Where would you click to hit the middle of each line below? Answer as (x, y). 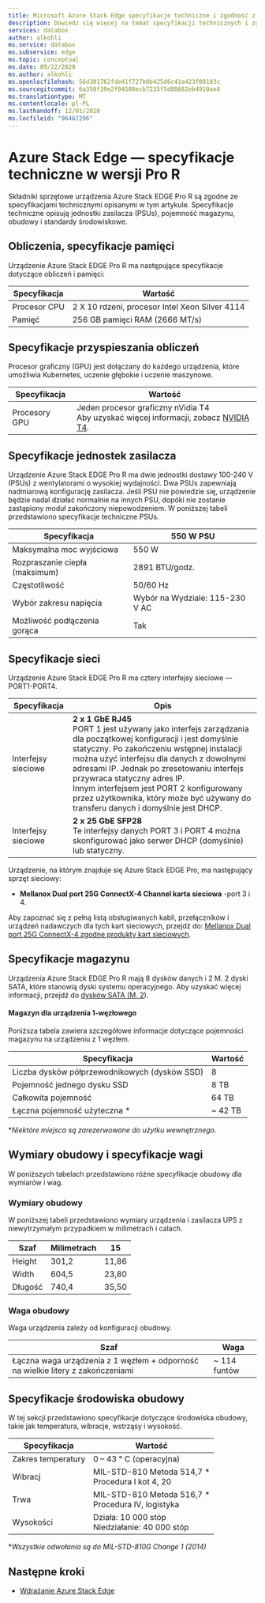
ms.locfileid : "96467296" (50, 119)
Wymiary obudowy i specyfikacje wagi (106, 1155)
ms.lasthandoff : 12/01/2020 (54, 112)
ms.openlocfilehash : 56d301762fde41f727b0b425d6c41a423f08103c (114, 81)
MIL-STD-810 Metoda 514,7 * (152, 1472)
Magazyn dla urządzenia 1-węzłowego (73, 1013)
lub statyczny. (98, 851)
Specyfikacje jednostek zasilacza (92, 456)
